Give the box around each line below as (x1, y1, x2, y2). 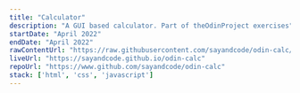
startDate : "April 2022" (9, 29, 102, 38)
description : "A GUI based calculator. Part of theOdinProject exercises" (9, 21, 294, 30)
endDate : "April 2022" (9, 37, 94, 47)
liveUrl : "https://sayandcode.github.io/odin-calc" (9, 54, 205, 63)
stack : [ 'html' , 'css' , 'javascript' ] (9, 71, 154, 80)
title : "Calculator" (9, 12, 87, 22)
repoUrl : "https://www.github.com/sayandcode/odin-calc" (9, 63, 226, 72)
